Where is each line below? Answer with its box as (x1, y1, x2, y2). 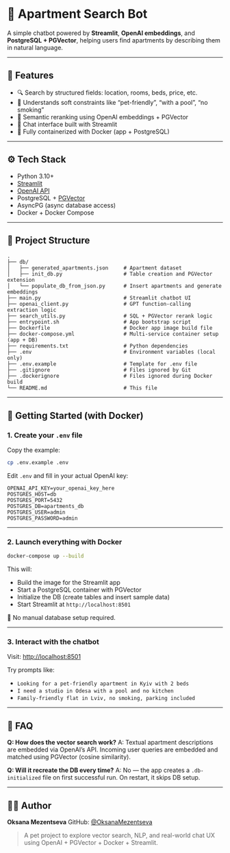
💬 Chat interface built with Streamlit (16, 120, 118, 128)
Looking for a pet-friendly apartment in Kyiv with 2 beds (16, 680, 190, 688)
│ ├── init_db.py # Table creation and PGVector (7, 271, 213, 278)
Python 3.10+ (16, 171, 55, 180)
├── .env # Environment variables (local (7, 349, 216, 356)
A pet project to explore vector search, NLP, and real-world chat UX (23, 831, 216, 839)
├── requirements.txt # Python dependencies (7, 343, 188, 350)
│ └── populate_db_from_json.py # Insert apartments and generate (7, 283, 222, 290)
